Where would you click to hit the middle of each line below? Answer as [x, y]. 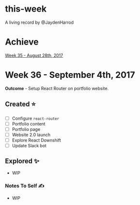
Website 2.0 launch [31, 135]
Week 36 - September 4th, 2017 [70, 75]
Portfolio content [29, 124]
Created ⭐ [21, 104]
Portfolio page [26, 129]
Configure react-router [35, 118]
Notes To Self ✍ [25, 186]
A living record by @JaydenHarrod [39, 22]
